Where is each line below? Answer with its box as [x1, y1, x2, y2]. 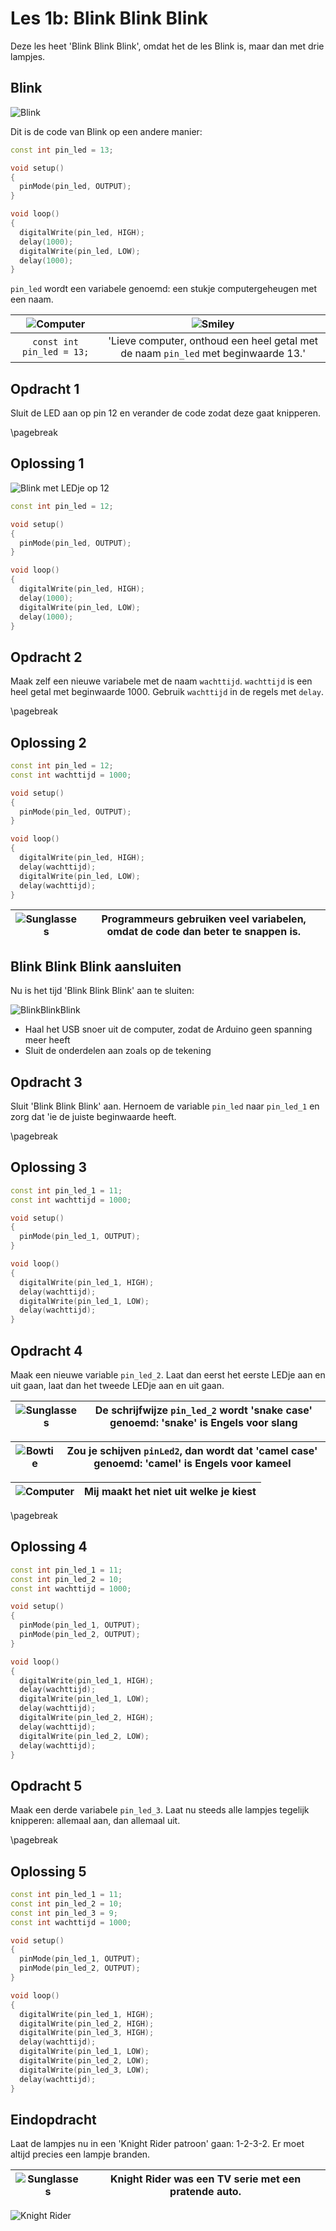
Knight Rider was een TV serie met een [109, 2172, 302, 2186]
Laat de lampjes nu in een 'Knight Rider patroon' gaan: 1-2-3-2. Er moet [10, 2138, 305, 2150]
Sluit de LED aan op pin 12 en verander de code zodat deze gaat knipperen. [10, 407, 322, 419]
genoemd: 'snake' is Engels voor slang [109, 1416, 298, 1429]
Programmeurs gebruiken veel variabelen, [101, 912, 307, 926]
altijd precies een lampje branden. [10, 2148, 151, 2161]
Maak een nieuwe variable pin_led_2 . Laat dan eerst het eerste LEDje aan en [10, 1369, 326, 1381]
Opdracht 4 [10, 1342, 83, 1359]
